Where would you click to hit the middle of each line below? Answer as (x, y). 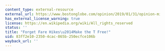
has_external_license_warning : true (42, 18)
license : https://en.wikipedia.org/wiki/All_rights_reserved (69, 23)
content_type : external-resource (39, 9)
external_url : (20, 14)
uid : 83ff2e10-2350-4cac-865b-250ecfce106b (50, 37)
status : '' (16, 28)
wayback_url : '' (22, 41)
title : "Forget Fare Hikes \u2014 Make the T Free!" (58, 32)
